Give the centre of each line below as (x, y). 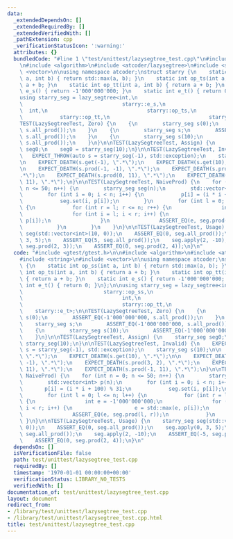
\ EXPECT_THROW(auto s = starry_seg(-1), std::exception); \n (113, 156)
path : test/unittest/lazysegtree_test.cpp (76, 460)
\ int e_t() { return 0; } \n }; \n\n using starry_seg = (99, 285)
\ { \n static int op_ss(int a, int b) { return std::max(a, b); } (122, 266)
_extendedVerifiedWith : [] (52, 33)
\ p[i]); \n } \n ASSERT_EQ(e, (108, 220)
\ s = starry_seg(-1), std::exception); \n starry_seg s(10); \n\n (121, 350)
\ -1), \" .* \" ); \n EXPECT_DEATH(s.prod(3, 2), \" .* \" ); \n (110, 363)
